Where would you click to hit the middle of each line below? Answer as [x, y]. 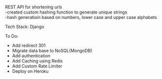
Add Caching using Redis [37, 61]
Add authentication [31, 56]
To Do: [12, 36]
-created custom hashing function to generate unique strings [66, 12]
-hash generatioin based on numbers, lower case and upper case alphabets [81, 17]
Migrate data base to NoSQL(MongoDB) [52, 51]
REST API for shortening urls [34, 7]
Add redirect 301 [29, 45]
